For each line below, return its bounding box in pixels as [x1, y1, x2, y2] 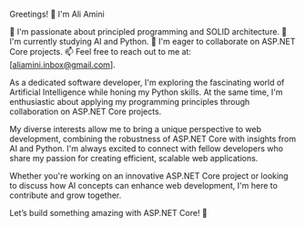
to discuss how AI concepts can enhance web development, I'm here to [9, 181, 278, 191]
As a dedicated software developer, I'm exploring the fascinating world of [9, 77, 285, 88]
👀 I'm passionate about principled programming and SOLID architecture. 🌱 [9, 26, 288, 36]
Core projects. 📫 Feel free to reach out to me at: [9, 46, 191, 57]
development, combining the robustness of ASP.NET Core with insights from [9, 133, 297, 144]
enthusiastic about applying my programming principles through [9, 97, 250, 107]
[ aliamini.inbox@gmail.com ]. [9, 59, 116, 70]
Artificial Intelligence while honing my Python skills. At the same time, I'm [9, 87, 283, 98]
